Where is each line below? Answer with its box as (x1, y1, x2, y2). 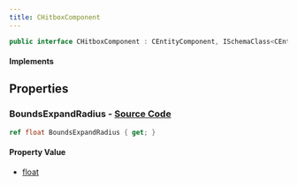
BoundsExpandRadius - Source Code (9, 107, 171, 120)
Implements (9, 56, 55, 67)
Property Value (9, 147, 66, 158)
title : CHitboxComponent (9, 12, 101, 22)
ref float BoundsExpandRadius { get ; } (9, 128, 156, 137)
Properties (9, 81, 69, 97)
